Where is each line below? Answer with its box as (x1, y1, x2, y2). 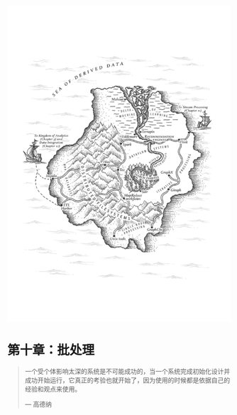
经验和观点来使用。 (24, 385, 82, 394)
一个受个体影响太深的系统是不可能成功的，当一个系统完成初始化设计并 (24, 367, 231, 376)
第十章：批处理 (7, 343, 95, 358)
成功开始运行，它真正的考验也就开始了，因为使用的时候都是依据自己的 (24, 376, 231, 384)
